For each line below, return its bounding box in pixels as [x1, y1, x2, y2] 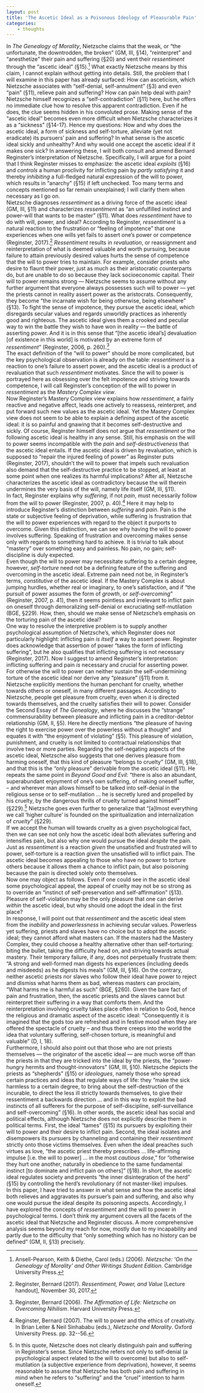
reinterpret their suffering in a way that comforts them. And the [6, 998, 164, 1006]
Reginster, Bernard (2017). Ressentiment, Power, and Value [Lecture [15, 1280, 185, 1288]
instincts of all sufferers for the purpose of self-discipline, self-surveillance [6, 1102, 194, 1109]
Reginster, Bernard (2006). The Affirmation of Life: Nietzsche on [15, 1298, 176, 1306]
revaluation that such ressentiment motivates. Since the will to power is [6, 369, 184, 376]
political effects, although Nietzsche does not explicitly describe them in [6, 1115, 187, 1122]
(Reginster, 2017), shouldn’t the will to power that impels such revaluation [6, 460, 189, 467]
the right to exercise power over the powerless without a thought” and [6, 726, 182, 733]
